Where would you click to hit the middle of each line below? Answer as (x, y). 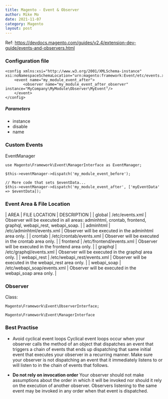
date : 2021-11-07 (23, 19)
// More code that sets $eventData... (45, 182)
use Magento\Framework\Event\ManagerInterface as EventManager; (73, 165)
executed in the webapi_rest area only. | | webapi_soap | (63, 262)
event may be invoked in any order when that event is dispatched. (80, 390)
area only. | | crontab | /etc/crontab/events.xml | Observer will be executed (82, 236)
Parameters (18, 109)
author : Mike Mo (22, 15)
